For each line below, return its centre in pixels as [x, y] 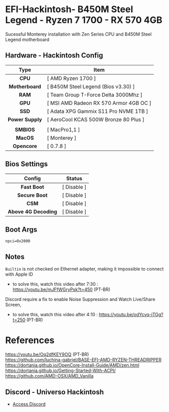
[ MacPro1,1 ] [64, 129]
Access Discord [29, 404]
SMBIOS [25, 129]
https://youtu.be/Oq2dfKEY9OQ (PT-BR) [47, 354]
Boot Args [21, 229]
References [30, 340]
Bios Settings [26, 164]
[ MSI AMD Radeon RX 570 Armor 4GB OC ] [99, 103]
